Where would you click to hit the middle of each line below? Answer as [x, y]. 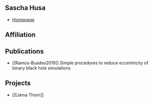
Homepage [23, 19]
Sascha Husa [25, 8]
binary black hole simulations [41, 68]
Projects [18, 83]
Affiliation [20, 35]
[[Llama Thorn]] [28, 95]
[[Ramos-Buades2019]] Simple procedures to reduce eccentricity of [80, 63]
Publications [25, 51]
